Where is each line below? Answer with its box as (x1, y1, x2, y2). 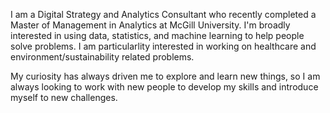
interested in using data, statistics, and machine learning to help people (10, 30, 305, 41)
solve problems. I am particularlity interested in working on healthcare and (10, 40, 317, 52)
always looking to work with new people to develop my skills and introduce (10, 81, 319, 93)
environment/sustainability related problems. (10, 51, 195, 63)
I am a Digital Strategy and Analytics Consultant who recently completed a (10, 9, 317, 20)
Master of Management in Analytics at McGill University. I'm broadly (10, 19, 291, 31)
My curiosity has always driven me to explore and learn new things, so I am (10, 70, 321, 82)
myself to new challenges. (10, 92, 118, 103)
